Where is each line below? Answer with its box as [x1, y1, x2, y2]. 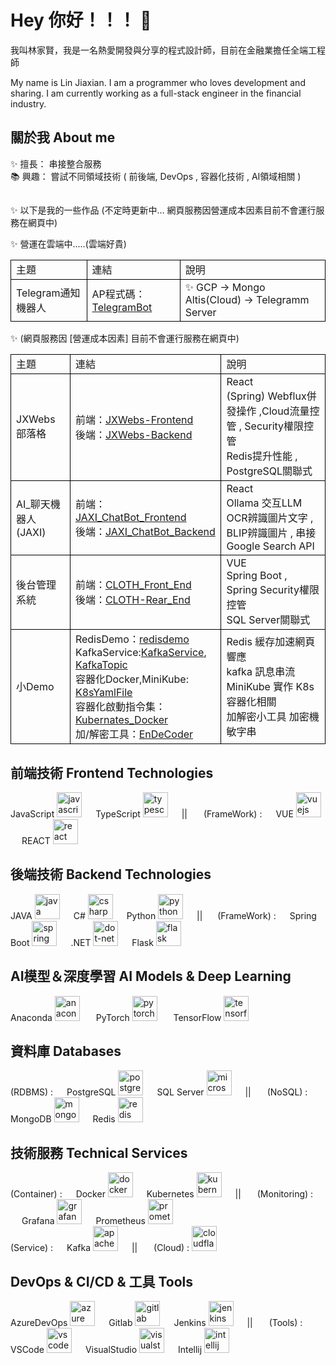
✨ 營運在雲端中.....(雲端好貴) [10, 238, 127, 250]
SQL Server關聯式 [226, 613, 311, 627]
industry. [10, 97, 47, 110]
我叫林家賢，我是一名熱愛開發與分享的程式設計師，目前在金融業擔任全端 [10, 44, 308, 56]
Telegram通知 [16, 286, 81, 300]
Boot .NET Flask [10, 936, 154, 948]
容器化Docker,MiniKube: [74, 672, 189, 686]
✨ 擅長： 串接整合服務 [10, 157, 102, 170]
